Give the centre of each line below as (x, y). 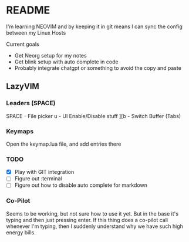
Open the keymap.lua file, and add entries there (64, 144)
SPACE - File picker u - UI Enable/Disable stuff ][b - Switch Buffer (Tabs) (93, 116)
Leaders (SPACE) (31, 103)
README (28, 10)
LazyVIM (23, 87)
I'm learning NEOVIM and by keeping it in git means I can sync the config (95, 26)
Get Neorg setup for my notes (50, 55)
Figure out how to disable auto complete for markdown (81, 185)
